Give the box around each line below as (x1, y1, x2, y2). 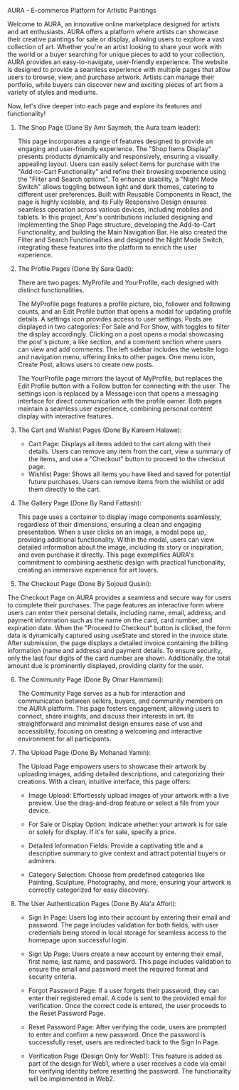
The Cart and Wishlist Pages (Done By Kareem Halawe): (17, 426, 183, 434)
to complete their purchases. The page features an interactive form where (7, 601, 224, 609)
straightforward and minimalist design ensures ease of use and (17, 719, 203, 728)
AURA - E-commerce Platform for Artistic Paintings (7, 6, 156, 14)
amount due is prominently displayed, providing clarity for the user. (7, 662, 204, 669)
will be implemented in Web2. (28, 1074, 115, 1083)
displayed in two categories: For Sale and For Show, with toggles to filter (17, 322, 230, 331)
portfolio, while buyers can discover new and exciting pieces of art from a (7, 81, 223, 88)
